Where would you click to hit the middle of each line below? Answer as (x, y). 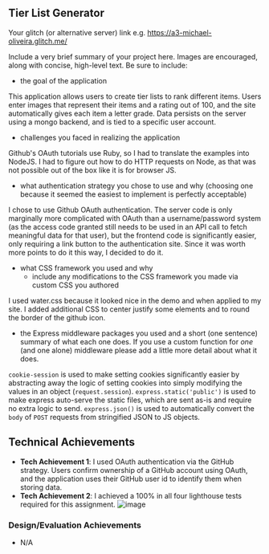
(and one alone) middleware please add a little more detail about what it (139, 350)
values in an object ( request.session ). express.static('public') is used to (132, 391)
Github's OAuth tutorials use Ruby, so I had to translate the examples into (129, 153)
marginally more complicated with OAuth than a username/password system (135, 218)
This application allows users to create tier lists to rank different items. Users (135, 96)
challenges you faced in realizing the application (100, 137)
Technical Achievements (71, 442)
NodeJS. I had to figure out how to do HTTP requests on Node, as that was (132, 161)
